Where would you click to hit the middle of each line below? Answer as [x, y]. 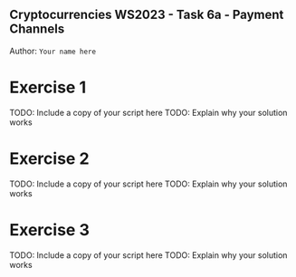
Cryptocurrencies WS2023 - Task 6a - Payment [147, 15]
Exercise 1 [48, 87]
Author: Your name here [53, 51]
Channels [37, 29]
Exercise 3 [50, 229]
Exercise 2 [49, 158]
